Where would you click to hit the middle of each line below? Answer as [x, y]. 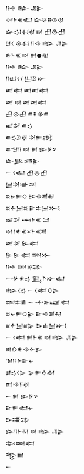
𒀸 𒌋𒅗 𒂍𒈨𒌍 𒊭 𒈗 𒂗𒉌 [42, 337]
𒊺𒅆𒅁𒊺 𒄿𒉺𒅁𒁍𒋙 [33, 208]
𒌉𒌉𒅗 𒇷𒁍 [28, 255]
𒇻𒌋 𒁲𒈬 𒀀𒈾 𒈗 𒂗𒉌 [37, 43]
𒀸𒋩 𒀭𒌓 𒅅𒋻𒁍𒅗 [35, 278]
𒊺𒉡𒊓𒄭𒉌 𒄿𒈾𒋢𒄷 [33, 314]
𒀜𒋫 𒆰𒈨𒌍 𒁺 [28, 220]
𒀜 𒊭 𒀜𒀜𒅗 [26, 102]
